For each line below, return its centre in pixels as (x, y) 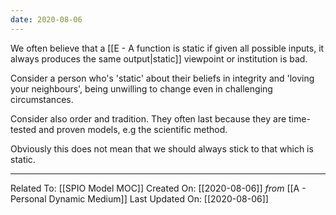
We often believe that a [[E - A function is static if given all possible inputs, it (167, 48)
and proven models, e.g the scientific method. (133, 129)
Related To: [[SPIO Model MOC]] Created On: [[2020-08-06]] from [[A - (158, 188)
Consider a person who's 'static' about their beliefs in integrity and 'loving (162, 78)
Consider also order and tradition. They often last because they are (148, 118)
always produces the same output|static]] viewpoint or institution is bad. (159, 58)
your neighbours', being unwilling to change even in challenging (141, 88)
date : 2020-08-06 (46, 19)
